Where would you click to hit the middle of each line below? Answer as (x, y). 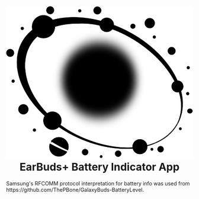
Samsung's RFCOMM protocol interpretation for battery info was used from (98, 183)
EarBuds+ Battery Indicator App (99, 167)
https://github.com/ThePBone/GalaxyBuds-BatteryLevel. (75, 190)
